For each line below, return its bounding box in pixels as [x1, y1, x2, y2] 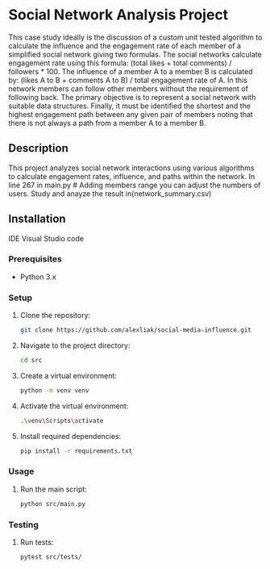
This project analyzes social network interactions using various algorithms [8, 163, 255, 173]
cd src [19, 357, 43, 365]
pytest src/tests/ [19, 553, 82, 561]
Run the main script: [19, 484, 87, 494]
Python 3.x [19, 272, 56, 282]
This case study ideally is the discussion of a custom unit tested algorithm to [8, 32, 263, 42]
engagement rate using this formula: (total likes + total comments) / [8, 58, 232, 68]
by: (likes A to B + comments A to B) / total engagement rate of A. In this [8, 75, 248, 85]
